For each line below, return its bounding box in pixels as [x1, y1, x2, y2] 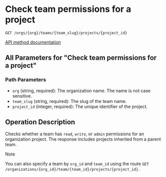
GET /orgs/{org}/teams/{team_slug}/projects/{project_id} [5, 30, 127, 35]
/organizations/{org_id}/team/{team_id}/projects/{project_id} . [5, 166, 140, 172]
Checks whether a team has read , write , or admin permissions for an [5, 131, 145, 137]
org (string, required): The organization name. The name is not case [12, 88, 151, 93]
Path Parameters [5, 76, 46, 83]
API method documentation [5, 39, 61, 45]
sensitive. [12, 93, 32, 99]
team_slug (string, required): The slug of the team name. [12, 98, 127, 104]
